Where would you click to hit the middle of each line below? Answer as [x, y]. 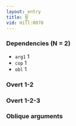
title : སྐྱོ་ [18, 17]
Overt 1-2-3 [23, 100]
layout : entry [24, 12]
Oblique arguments [35, 116]
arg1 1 [22, 56]
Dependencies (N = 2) [38, 43]
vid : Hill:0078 [25, 23]
